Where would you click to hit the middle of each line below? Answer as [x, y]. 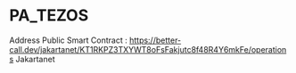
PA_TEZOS [49, 16]
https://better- [155, 40]
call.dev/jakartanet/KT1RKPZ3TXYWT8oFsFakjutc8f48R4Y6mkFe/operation [148, 49]
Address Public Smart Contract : [68, 40]
